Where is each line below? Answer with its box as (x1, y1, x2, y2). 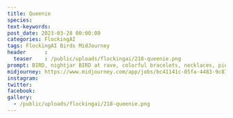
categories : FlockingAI (7, 36, 76, 43)
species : (7, 17, 33, 24)
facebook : (7, 87, 36, 94)
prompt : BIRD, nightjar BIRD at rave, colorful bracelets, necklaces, (7, 62, 216, 69)
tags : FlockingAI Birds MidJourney (7, 42, 110, 49)
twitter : (7, 81, 33, 88)
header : (7, 49, 49, 56)
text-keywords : (7, 23, 51, 30)
